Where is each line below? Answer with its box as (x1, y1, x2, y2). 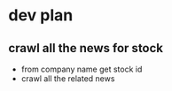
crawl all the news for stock (8, 41, 164, 56)
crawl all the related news (20, 73, 115, 84)
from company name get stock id (20, 64, 143, 74)
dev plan (8, 5, 74, 26)
